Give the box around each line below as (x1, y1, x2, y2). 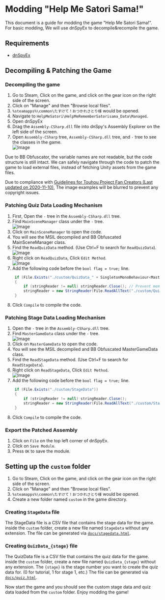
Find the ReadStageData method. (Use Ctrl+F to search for (12, 357, 129, 363)
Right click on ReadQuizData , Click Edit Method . (12, 255, 107, 261)
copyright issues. (5, 190, 40, 196)
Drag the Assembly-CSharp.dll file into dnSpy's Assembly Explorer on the (12, 124, 160, 130)
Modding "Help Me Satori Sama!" (5, 3, 144, 15)
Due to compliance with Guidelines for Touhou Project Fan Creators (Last (5, 179, 153, 185)
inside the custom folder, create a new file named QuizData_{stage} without (5, 559, 156, 565)
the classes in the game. (12, 139, 62, 145)
